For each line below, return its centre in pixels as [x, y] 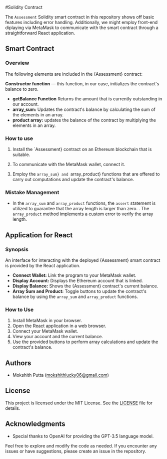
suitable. [21, 155]
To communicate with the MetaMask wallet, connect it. [69, 164]
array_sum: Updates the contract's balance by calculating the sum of [84, 109]
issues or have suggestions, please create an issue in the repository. [76, 451]
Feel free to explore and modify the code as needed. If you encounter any [81, 445]
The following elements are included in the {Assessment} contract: [74, 74]
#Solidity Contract [24, 7]
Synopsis [17, 249]
